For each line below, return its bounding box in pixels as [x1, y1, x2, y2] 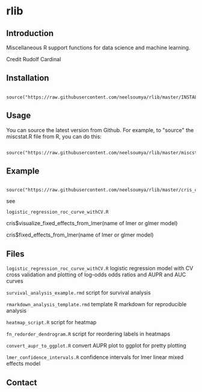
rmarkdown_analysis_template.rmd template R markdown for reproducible [6, 301, 187, 308]
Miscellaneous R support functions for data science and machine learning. [6, 44, 191, 51]
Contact [6, 377, 37, 388]
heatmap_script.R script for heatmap [6, 319, 97, 326]
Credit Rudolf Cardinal [6, 56, 61, 62]
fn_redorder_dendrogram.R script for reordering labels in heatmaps [6, 330, 170, 337]
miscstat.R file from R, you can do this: [6, 133, 102, 140]
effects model [6, 360, 41, 367]
